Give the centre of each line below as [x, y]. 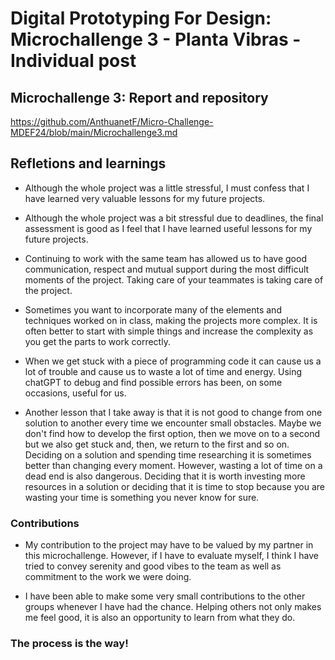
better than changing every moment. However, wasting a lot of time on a [173, 465]
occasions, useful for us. [75, 393]
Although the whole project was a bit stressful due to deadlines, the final [174, 218]
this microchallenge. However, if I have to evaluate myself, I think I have [171, 556]
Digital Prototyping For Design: [141, 18]
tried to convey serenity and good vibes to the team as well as [153, 566]
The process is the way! [69, 644]
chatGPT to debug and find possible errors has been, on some [153, 382]
